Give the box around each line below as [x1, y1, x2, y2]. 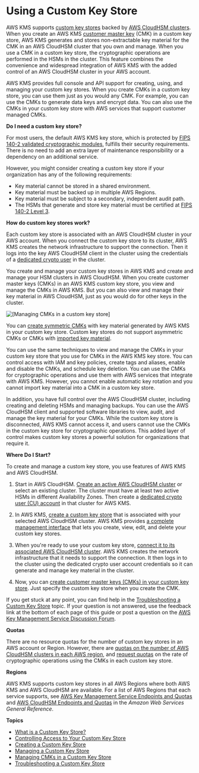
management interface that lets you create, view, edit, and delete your [14, 523, 187, 531]
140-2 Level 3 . [14, 207, 50, 214]
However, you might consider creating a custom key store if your [6, 165, 165, 172]
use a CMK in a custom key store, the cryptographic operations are [6, 49, 170, 56]
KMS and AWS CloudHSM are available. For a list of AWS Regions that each [6, 686, 191, 693]
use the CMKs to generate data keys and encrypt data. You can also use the [6, 98, 192, 105]
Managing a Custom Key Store [14, 747, 90, 754]
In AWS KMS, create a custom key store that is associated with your [14, 511, 181, 518]
